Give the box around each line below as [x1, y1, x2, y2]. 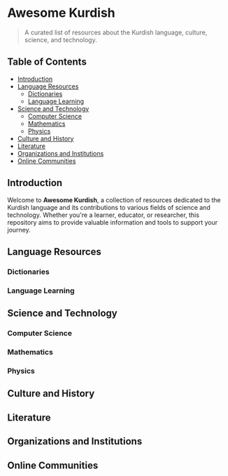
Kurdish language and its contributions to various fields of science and [7, 203, 211, 211]
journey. [7, 225, 31, 234]
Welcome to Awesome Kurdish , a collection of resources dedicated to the [7, 195, 222, 204]
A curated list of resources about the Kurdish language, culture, [24, 28, 208, 37]
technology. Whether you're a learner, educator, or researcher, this [7, 211, 199, 219]
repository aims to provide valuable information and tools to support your [7, 218, 218, 226]
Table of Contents [7, 56, 87, 68]
